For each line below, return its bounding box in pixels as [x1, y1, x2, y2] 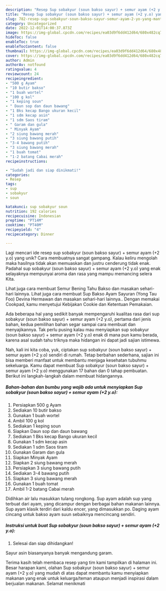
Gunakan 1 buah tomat [12, 480, 59, 487]
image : [5, 30, 19, 35]
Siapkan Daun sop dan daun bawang [12, 428, 88, 434]
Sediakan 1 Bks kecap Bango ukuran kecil [12, 433, 98, 439]
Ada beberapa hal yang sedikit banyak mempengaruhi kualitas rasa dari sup [5, 311, 160, 317]
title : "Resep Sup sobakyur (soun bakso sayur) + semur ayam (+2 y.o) [5, 12, 154, 17]
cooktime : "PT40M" [5, 223, 43, 228]
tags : [5, 181, 17, 187]
